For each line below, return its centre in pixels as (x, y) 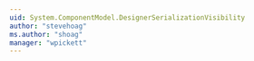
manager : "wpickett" (49, 43)
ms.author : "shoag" (46, 34)
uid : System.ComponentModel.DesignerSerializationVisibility (127, 17)
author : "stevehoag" (49, 26)
